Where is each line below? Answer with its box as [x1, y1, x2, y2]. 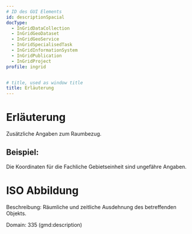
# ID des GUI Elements [6, 8, 62, 15]
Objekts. [6, 210, 27, 217]
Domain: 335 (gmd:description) [6, 221, 83, 228]
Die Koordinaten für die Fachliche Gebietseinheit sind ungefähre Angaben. [6, 163, 187, 170]
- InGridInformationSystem [11, 47, 78, 53]
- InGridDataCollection [11, 25, 70, 31]
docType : [6, 20, 28, 25]
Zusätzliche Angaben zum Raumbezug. [6, 130, 102, 137]
